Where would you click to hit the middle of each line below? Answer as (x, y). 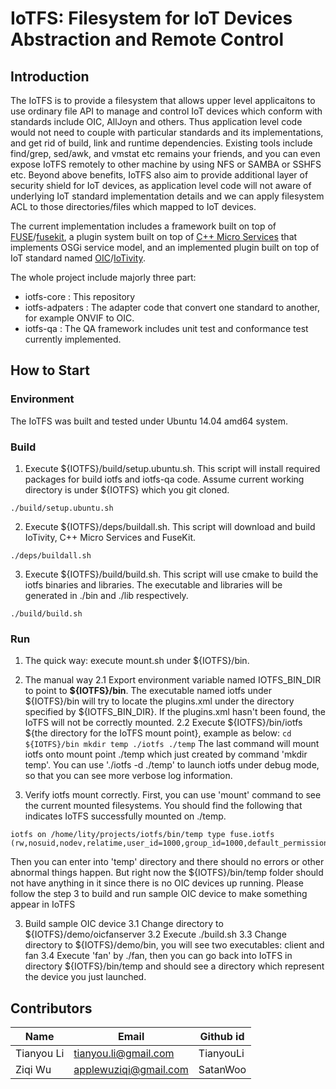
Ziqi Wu (33, 1070)
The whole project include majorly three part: (103, 277)
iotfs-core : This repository (80, 296)
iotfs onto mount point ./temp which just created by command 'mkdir (166, 754)
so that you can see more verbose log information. (128, 776)
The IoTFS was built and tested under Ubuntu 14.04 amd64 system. (149, 421)
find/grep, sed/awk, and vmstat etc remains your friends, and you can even (165, 153)
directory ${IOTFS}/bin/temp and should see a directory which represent (174, 966)
